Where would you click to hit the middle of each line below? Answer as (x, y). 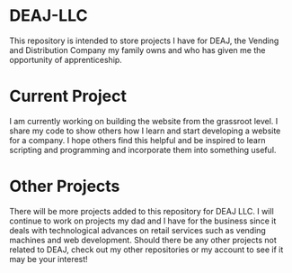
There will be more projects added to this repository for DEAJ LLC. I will (142, 211)
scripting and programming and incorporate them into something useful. (143, 150)
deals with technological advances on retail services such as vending (138, 230)
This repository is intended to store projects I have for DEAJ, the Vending (144, 41)
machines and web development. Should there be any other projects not (143, 240)
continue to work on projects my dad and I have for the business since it (143, 221)
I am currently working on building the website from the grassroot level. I (144, 121)
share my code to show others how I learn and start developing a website (145, 131)
